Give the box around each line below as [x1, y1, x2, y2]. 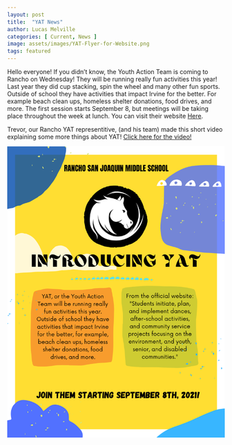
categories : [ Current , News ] [7, 33, 97, 40]
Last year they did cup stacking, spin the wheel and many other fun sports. [7, 82, 220, 90]
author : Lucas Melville [7, 26, 76, 33]
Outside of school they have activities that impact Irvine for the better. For [7, 90, 217, 98]
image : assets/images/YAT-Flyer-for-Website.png [7, 40, 150, 48]
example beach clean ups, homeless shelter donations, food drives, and [7, 97, 212, 105]
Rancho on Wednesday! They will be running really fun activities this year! [7, 75, 217, 83]
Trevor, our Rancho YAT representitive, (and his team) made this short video [7, 125, 223, 133]
